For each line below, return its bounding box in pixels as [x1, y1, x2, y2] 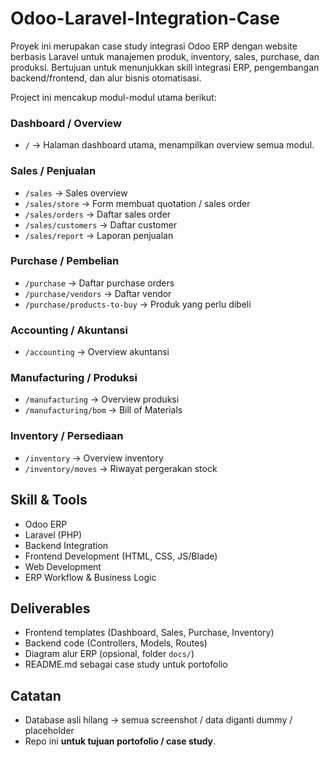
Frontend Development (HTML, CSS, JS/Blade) [24, 550, 218, 562]
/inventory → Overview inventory [24, 452, 164, 464]
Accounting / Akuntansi [10, 323, 128, 337]
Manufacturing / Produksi [10, 371, 138, 385]
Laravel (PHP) [24, 528, 83, 541]
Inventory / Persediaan [10, 429, 124, 443]
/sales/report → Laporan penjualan [24, 229, 174, 241]
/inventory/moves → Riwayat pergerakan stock [24, 462, 218, 474]
